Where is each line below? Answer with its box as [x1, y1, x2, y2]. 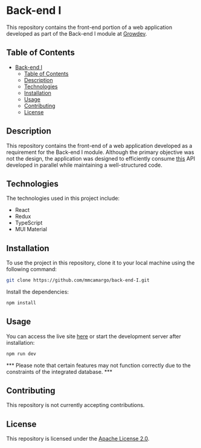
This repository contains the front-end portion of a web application [6, 24, 173, 31]
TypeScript [14, 219, 43, 226]
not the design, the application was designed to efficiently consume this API [6, 155, 195, 162]
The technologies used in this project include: [6, 194, 120, 202]
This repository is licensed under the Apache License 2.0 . [6, 435, 150, 443]
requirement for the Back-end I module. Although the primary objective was [6, 149, 194, 156]
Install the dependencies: [6, 288, 69, 296]
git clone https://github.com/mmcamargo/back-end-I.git [6, 277, 150, 284]
